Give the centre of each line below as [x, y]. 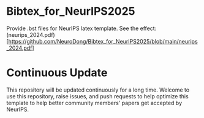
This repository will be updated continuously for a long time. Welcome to [98, 90]
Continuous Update [57, 73]
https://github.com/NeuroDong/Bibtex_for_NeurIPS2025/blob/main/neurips [103, 41]
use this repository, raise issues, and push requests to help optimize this [97, 96]
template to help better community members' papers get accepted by [94, 103]
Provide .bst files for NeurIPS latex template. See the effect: [81, 28]
